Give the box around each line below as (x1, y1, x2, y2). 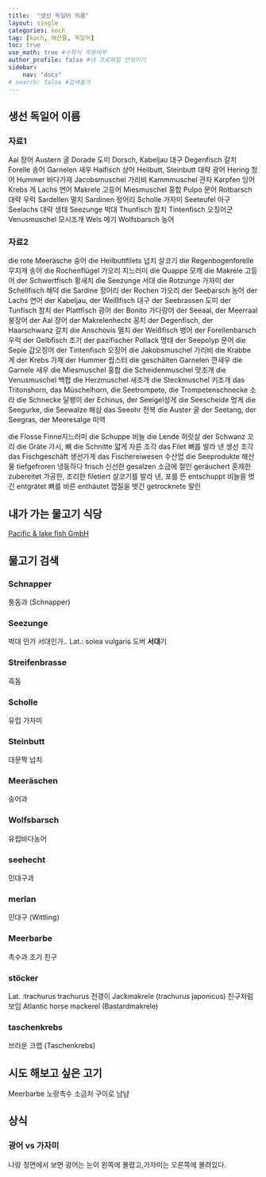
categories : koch (8, 26, 66, 34)
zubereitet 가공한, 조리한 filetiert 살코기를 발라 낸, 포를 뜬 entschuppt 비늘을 (8, 472, 247, 481)
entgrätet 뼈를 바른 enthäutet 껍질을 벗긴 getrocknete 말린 (16, 482, 201, 491)
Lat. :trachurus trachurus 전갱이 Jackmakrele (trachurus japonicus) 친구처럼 (8, 991, 254, 1000)
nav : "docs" (22, 71, 62, 79)
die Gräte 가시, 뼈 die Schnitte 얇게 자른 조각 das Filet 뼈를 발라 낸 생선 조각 (16, 442, 254, 452)
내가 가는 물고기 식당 (8, 507, 102, 521)
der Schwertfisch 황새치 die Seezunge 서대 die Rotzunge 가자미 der (16, 276, 235, 286)
